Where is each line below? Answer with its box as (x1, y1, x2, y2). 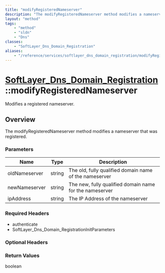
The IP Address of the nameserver (68, 195, 148, 202)
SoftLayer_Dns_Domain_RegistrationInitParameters (12, 226, 115, 232)
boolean (5, 263, 22, 269)
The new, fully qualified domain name (68, 181, 156, 188)
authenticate (12, 221, 38, 227)
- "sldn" (14, 30, 32, 35)
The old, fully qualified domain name (68, 167, 153, 174)
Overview (5, 115, 36, 124)
